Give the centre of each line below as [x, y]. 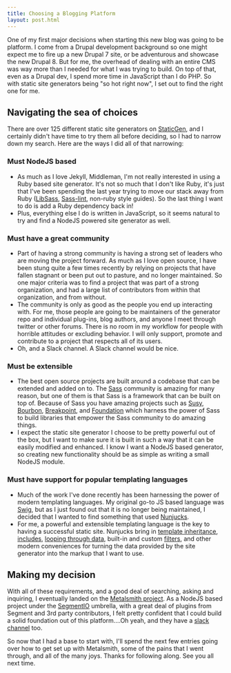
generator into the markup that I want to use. [81, 553]
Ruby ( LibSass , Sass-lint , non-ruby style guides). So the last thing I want [120, 198]
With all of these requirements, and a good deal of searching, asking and [110, 591]
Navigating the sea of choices [73, 112]
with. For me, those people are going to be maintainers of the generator [119, 311]
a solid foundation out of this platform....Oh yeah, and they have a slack [108, 621]
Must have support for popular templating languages [98, 479]
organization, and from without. [62, 297]
